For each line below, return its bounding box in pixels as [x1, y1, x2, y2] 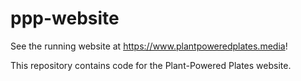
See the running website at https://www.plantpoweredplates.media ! [10, 40, 288, 52]
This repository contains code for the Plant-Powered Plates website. [10, 59, 292, 71]
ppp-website [10, 7, 120, 30]
